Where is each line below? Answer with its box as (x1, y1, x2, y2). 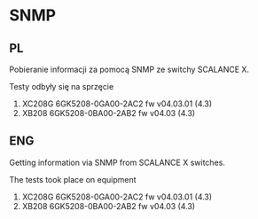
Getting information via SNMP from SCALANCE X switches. (9, 157, 226, 168)
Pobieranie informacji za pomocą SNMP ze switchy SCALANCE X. (9, 64, 250, 74)
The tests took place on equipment (9, 174, 137, 184)
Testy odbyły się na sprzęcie (9, 82, 114, 91)
